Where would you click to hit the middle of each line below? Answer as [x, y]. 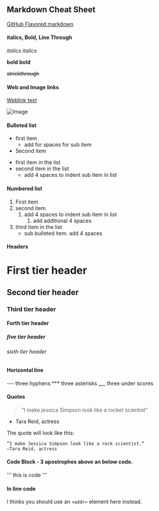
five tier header [26, 337]
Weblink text [22, 101]
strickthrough [23, 74]
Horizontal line [25, 370]
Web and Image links [33, 87]
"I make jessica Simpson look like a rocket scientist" [85, 410]
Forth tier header [28, 323]
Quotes [16, 397]
